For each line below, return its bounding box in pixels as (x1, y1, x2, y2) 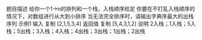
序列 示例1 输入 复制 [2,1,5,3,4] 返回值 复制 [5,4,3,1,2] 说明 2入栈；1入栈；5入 (6, 20, 196, 27)
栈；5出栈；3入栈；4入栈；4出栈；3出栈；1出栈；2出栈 (6, 27, 146, 35)
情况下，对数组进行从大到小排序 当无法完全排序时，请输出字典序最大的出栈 (6, 13, 194, 20)
